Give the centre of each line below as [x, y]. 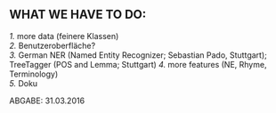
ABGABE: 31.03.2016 [47, 101]
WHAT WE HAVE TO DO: [78, 15]
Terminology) [34, 74]
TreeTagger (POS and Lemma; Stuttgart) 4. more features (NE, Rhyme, [138, 64]
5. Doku [24, 83]
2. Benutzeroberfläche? [53, 45]
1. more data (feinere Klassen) [64, 36]
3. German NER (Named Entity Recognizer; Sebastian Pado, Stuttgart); [138, 55]
